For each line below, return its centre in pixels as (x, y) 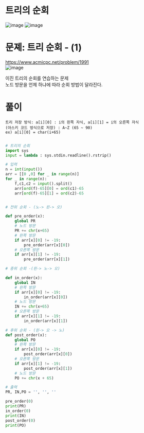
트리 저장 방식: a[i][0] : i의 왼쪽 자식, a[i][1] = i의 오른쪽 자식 (72, 122)
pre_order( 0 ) (19, 402)
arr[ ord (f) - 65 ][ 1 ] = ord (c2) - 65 (49, 193)
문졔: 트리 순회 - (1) (44, 48)
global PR (25, 221)
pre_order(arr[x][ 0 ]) (47, 245)
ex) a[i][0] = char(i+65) (33, 132)
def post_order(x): (26, 335)
